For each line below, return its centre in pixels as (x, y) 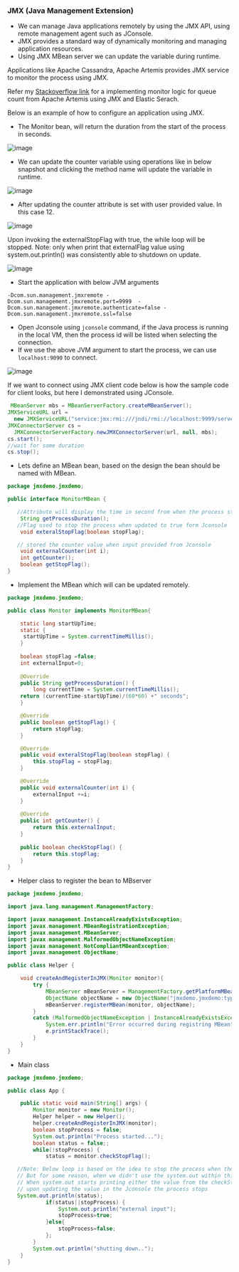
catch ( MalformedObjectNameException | (92, 1018)
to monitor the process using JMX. (58, 78)
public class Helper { (41, 966)
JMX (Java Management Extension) (70, 11)
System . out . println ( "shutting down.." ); (94, 1249)
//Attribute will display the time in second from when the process (120, 512)
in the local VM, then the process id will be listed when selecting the (117, 335)
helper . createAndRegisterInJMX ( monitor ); (95, 1123)
